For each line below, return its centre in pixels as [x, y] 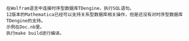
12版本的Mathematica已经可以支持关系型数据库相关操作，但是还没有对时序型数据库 [94, 15]
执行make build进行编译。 [35, 33]
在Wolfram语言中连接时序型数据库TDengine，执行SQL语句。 [70, 8]
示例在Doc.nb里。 [25, 27]
